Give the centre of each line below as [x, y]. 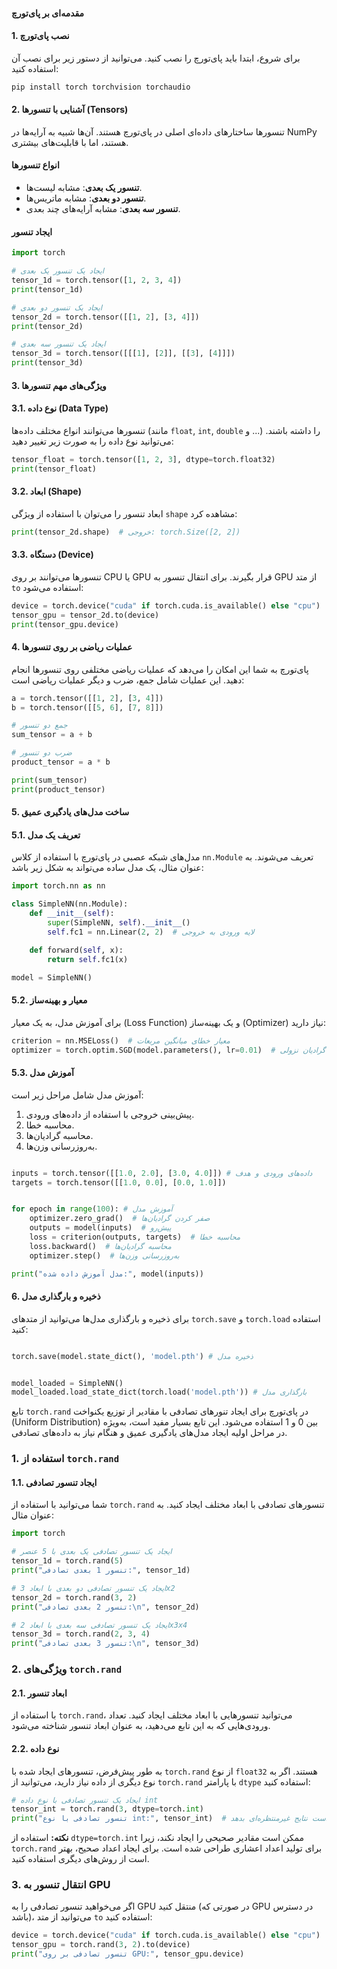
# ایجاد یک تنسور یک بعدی [58, 271]
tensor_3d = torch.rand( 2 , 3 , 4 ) [81, 1634]
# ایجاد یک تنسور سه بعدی [58, 344]
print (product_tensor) [58, 789]
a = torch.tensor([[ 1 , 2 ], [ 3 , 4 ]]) [87, 698]
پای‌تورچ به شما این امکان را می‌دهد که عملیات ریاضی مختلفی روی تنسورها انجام [160, 669]
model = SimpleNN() [52, 977]
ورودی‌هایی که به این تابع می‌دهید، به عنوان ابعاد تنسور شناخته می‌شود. [141, 1726]
